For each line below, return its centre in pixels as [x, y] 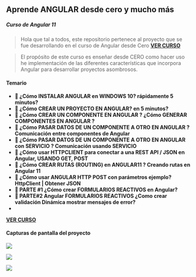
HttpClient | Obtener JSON [48, 183]
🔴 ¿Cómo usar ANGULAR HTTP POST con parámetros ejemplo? [93, 177]
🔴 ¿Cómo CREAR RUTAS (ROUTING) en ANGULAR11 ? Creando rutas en [102, 164]
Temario [16, 83]
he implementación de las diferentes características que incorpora [101, 63]
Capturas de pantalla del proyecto [48, 233]
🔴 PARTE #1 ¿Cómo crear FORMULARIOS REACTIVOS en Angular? [96, 190]
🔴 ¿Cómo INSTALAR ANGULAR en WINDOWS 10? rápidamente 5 [94, 96]
